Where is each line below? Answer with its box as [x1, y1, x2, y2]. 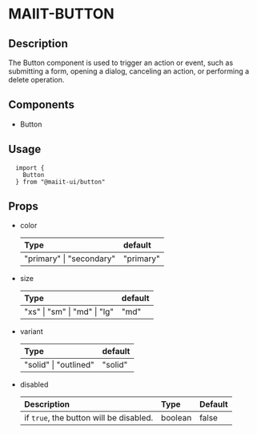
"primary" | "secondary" [23, 253, 116, 264]
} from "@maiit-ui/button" [15, 178, 106, 186]
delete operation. [8, 75, 65, 84]
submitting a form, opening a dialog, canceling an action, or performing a [8, 66, 250, 76]
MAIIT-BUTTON [8, 5, 114, 23]
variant [19, 327, 43, 336]
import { [15, 163, 45, 172]
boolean [161, 412, 192, 424]
